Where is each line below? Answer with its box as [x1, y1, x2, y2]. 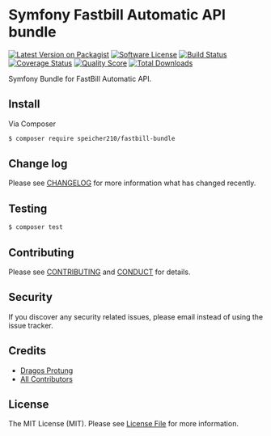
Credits [8, 344, 47, 358]
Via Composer [8, 119, 57, 129]
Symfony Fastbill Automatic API [8, 6, 227, 24]
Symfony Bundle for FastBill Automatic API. [8, 74, 152, 83]
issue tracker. [8, 320, 54, 330]
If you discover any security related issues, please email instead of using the [8, 311, 264, 321]
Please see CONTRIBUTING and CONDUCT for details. [8, 267, 191, 277]
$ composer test [8, 223, 63, 231]
